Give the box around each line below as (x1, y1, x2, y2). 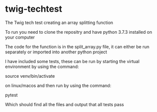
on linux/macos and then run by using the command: (5, 82, 112, 89)
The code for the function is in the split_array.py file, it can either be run (5, 44, 150, 49)
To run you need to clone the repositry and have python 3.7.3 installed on (5, 29, 153, 35)
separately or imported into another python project (5, 49, 108, 55)
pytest (5, 92, 18, 98)
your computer (5, 34, 35, 40)
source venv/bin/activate (5, 73, 55, 79)
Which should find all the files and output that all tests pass (5, 101, 124, 107)
